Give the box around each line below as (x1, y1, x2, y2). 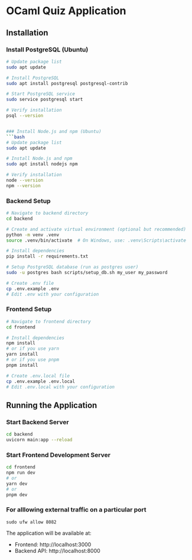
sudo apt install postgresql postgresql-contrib (6, 80, 128, 86)
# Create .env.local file (6, 373, 70, 379)
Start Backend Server (6, 418, 69, 426)
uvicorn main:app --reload (6, 437, 73, 443)
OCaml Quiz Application (6, 4, 126, 18)
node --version (6, 177, 44, 183)
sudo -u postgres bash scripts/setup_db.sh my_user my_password (6, 270, 168, 276)
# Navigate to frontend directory (6, 318, 92, 324)
